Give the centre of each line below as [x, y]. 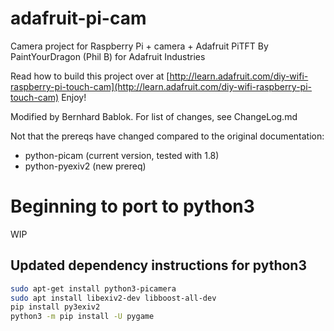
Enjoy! [74, 97]
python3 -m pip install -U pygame [82, 317]
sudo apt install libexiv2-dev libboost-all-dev [113, 298]
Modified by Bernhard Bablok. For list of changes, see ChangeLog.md [154, 116]
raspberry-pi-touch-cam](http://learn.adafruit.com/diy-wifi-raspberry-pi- [161, 86]
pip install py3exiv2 [55, 307]
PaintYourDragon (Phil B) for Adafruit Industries [108, 56]
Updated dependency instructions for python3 [158, 265]
